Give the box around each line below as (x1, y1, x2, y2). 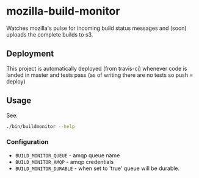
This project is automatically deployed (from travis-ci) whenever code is (6, 65, 187, 72)
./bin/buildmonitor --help (6, 123, 75, 129)
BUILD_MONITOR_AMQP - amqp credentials (15, 158, 114, 165)
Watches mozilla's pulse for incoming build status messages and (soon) (6, 24, 187, 32)
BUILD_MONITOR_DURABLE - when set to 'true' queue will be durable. (15, 165, 180, 172)
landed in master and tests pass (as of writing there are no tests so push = (6, 71, 194, 79)
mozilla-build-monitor (6, 4, 120, 18)
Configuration (6, 138, 49, 146)
